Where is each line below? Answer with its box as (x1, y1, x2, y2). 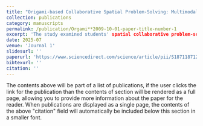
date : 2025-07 (6, 37, 42, 43)
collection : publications (6, 15, 71, 21)
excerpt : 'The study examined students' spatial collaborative (6, 31, 169, 38)
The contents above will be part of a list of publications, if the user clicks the (6, 82, 196, 89)
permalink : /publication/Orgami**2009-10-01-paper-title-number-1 (6, 25, 177, 32)
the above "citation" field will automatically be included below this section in (6, 107, 196, 115)
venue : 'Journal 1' (6, 43, 56, 49)
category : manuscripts (6, 20, 63, 26)
